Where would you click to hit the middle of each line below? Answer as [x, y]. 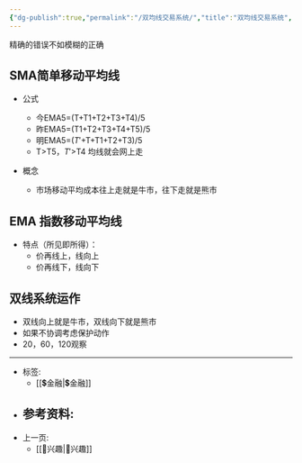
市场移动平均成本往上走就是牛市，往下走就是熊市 [126, 190]
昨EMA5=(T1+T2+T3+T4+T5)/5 [93, 129]
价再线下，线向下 [67, 268]
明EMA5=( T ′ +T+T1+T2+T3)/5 [89, 141]
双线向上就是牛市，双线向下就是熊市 [89, 322]
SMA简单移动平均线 [64, 76]
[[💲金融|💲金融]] [63, 383]
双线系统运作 [45, 298]
